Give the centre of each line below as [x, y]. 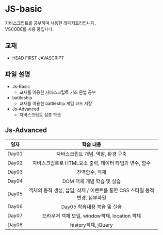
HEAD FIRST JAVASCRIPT [38, 58]
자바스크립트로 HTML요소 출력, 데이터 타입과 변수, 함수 [91, 163]
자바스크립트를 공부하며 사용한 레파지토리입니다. [50, 23]
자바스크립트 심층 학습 [40, 115]
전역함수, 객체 [92, 172]
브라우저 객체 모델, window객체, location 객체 [91, 216]
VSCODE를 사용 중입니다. [30, 29]
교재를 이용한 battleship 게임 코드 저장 [56, 103]
